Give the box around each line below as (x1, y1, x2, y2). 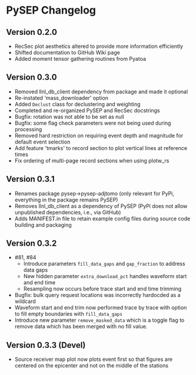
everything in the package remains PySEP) (14, 196, 118, 203)
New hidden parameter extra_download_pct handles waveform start (23, 273, 187, 280)
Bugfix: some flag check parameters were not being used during (14, 119, 171, 126)
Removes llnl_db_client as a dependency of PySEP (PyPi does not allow (14, 202, 188, 210)
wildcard (14, 298, 36, 305)
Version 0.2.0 (6, 27, 58, 37)
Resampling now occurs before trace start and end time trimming (23, 285, 182, 292)
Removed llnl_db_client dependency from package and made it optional (14, 88, 188, 95)
